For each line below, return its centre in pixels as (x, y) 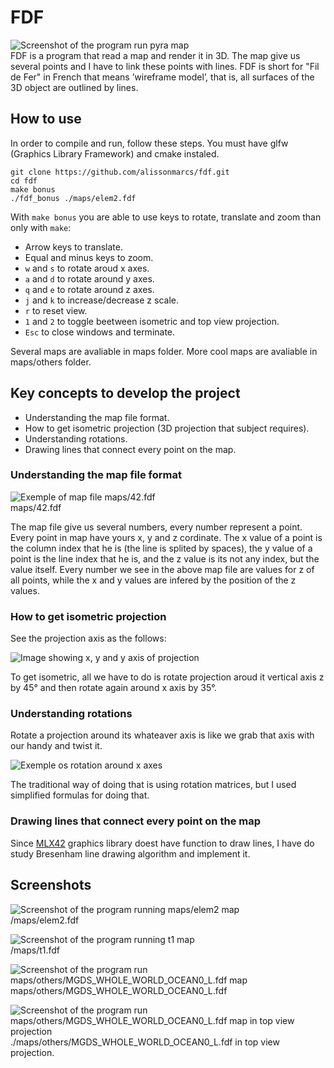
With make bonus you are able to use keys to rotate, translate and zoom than (166, 217)
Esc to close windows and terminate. (100, 332)
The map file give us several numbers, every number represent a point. (156, 527)
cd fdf (24, 181)
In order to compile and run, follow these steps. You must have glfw (149, 143)
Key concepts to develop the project (125, 393)
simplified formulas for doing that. (80, 795)
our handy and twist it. (56, 746)
